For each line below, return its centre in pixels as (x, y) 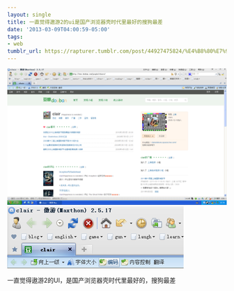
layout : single (29, 15)
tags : (15, 37)
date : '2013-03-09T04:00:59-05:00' (59, 29)
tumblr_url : (24, 51)
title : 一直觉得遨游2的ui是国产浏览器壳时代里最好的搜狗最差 (85, 22)
